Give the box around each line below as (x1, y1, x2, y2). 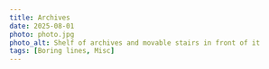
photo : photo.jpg (9, 30, 75, 39)
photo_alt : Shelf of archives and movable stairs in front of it (9, 38, 260, 47)
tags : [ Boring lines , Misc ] (9, 47, 116, 56)
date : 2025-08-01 (9, 22, 75, 30)
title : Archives (9, 13, 70, 22)
